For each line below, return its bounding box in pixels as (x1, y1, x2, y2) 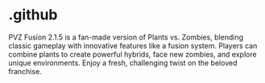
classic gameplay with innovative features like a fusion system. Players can (8, 40, 258, 50)
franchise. (8, 66, 42, 76)
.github (8, 6, 58, 24)
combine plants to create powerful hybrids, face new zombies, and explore (8, 49, 257, 59)
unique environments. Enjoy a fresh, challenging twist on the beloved (8, 58, 238, 68)
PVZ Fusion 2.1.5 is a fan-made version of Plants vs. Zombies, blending (8, 32, 244, 42)
